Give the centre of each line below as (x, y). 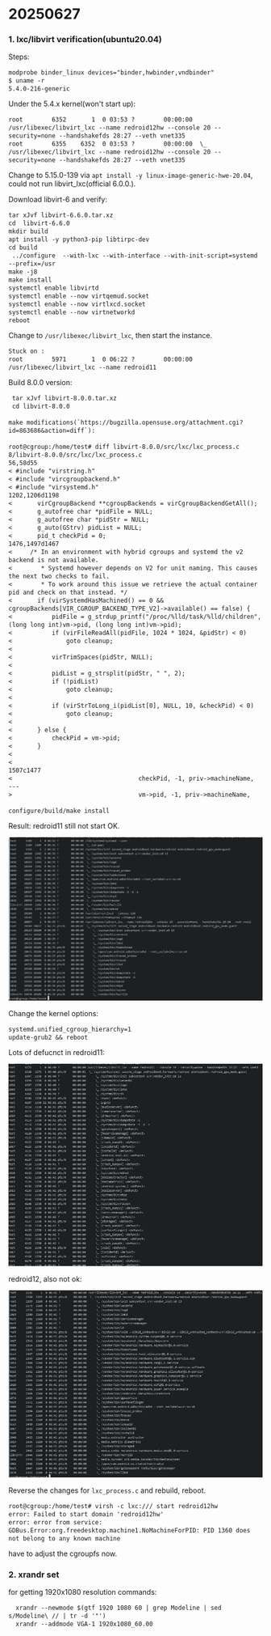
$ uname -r (27, 81)
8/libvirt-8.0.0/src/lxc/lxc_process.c (75, 455)
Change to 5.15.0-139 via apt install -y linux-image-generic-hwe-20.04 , (131, 176)
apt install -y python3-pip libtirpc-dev (79, 239)
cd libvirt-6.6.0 (39, 223)
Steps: (19, 57)
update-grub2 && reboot (48, 1037)
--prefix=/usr (32, 264)
